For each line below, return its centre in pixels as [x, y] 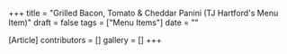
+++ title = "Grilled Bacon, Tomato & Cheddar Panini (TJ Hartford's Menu [143, 13]
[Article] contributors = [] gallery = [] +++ [85, 40]
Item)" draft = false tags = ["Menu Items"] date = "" [103, 22]
